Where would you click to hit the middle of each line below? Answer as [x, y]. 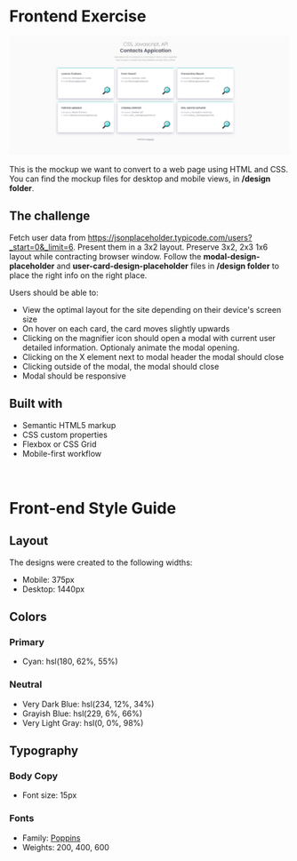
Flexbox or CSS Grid [59, 444]
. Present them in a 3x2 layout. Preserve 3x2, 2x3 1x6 [170, 247]
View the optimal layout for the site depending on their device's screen [152, 309]
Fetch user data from [48, 237]
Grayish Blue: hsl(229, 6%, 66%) [82, 714]
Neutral [26, 684]
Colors [28, 617]
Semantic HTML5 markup [69, 425]
